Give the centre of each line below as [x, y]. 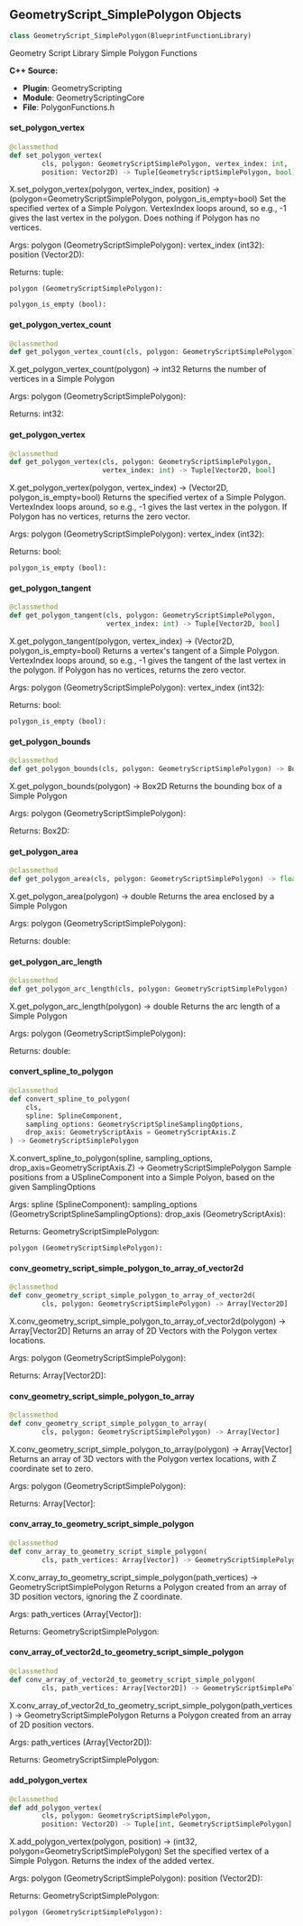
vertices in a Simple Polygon [62, 379]
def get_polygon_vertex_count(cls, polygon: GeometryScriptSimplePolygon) [153, 352]
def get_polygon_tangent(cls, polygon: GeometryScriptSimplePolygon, [143, 616]
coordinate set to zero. [51, 1468]
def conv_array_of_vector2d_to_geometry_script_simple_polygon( [133, 1679]
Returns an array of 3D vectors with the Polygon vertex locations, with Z [143, 1458]
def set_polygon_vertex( [56, 155]
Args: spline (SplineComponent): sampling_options [103, 1205]
